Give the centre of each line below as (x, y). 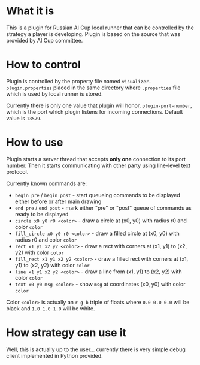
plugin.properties (29, 88)
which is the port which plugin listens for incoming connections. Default (95, 111)
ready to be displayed (42, 214)
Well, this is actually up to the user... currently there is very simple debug (96, 349)
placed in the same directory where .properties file (117, 88)
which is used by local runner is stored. (54, 93)
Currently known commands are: (47, 183)
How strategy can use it (66, 333)
